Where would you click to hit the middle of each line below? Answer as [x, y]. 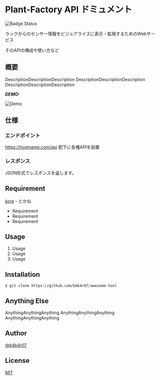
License [17, 361]
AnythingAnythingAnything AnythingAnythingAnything [60, 313]
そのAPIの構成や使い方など [32, 50]
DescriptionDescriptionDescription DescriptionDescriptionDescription [75, 79]
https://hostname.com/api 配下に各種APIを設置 [52, 147]
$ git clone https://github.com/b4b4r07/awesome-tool [61, 286]
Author [16, 334]
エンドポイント [23, 136]
